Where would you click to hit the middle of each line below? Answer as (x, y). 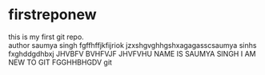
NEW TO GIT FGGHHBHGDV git (60, 62)
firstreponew (53, 15)
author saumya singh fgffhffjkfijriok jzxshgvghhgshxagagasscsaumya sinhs (132, 45)
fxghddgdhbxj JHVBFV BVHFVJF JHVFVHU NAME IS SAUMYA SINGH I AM (132, 53)
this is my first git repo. (46, 37)
